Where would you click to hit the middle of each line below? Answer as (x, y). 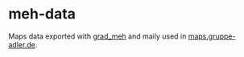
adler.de (22, 44)
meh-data (42, 14)
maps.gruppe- (212, 36)
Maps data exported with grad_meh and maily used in (97, 36)
